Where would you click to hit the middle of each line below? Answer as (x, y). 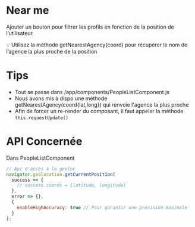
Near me (28, 10)
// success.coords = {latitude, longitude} (72, 185)
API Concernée (44, 142)
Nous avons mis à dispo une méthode (61, 98)
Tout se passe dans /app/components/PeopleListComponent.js (92, 92)
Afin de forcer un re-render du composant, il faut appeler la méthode (99, 111)
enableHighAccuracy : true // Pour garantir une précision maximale (102, 207)
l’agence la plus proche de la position (52, 51)
